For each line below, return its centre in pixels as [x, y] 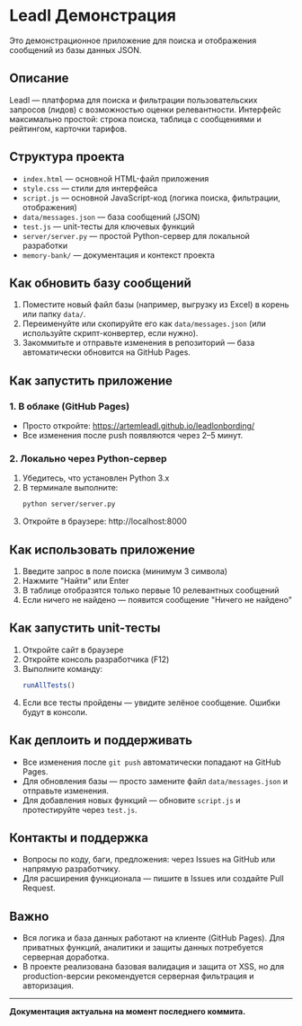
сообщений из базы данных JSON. [75, 49]
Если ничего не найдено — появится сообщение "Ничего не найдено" [157, 600]
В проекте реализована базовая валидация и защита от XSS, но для [153, 967]
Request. [39, 888]
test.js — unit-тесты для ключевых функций [108, 226]
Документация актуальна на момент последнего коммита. [128, 1012]
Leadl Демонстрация [93, 16]
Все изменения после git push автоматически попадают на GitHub [151, 762]
